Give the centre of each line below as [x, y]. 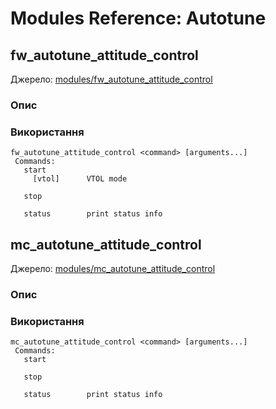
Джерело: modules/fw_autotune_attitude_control [111, 79]
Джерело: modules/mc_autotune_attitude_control [113, 269]
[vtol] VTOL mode [80, 179]
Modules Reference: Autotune [138, 18]
